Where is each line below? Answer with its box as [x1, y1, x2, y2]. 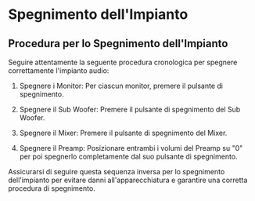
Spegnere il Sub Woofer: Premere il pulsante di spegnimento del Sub [19, 104, 241, 114]
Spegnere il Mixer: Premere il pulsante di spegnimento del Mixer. [19, 128, 228, 137]
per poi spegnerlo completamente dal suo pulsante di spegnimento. [19, 152, 238, 161]
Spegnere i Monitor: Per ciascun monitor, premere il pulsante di [19, 81, 223, 90]
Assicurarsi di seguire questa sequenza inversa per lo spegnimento [8, 167, 225, 176]
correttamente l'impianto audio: [8, 66, 110, 75]
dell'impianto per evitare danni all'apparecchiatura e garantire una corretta [8, 175, 248, 185]
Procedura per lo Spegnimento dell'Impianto [8, 37, 228, 50]
